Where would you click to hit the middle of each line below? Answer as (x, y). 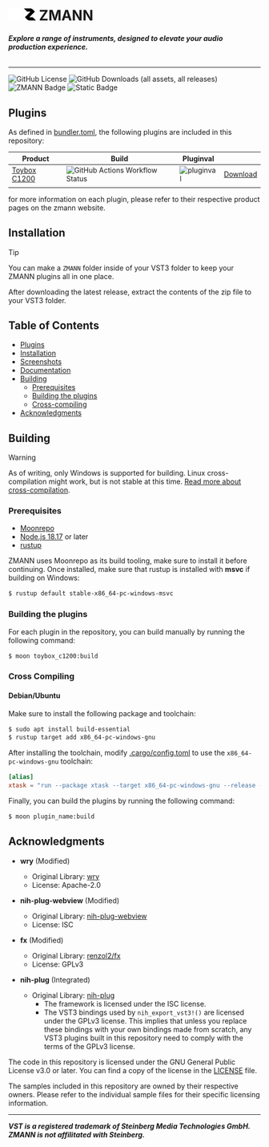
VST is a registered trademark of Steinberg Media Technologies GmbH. (129, 1126)
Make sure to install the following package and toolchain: (102, 713)
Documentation (45, 371)
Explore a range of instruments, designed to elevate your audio (116, 38)
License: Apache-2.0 (66, 885)
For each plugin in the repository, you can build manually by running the (127, 631)
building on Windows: (44, 578)
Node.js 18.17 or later (54, 537)
